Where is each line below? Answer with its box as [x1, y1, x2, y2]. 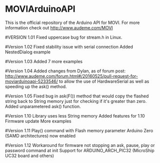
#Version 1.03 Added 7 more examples [5, 58, 83, 64]
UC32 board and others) [5, 153, 55, 159]
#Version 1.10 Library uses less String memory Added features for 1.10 [5, 113, 145, 118]
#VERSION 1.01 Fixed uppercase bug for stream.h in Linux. [5, 34, 123, 40]
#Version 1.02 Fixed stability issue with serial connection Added [5, 44, 133, 49]
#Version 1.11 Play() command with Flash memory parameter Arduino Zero [5, 127, 154, 133]
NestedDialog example [5, 49, 51, 55]
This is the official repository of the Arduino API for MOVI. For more [5, 20, 140, 25]
